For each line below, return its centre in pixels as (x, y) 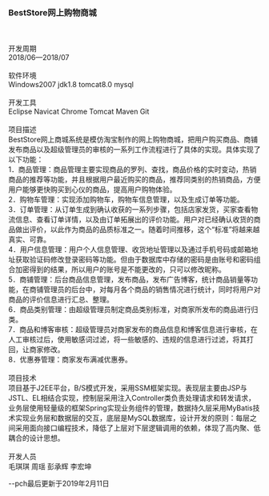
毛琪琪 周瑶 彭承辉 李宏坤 (50, 466)
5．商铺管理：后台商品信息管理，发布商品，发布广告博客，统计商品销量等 (130, 280)
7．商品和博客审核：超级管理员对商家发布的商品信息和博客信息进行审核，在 (133, 330)
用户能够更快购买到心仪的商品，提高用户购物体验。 (92, 190)
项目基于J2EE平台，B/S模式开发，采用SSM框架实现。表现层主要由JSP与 (128, 388)
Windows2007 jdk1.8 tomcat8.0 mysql (71, 85)
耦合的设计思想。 (36, 438)
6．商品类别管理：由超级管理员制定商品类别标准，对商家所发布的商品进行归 (133, 310)
